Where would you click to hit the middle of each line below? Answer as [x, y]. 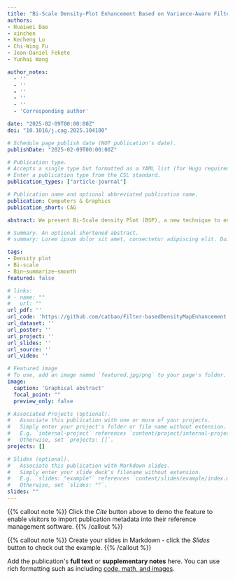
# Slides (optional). [39, 459]
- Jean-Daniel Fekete [39, 53]
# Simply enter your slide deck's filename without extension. [104, 472]
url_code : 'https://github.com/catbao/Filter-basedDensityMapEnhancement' [119, 317]
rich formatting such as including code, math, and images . [91, 568]
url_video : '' [28, 356]
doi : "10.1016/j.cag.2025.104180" [58, 130]
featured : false [31, 278]
